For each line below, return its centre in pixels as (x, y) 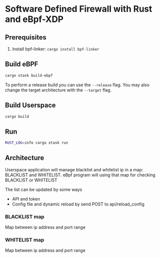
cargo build (17, 116)
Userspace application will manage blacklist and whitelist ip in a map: (74, 169)
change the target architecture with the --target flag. (58, 90)
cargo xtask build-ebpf (29, 75)
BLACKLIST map (25, 217)
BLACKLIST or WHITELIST (31, 180)
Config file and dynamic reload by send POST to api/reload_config (78, 204)
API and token (26, 199)
